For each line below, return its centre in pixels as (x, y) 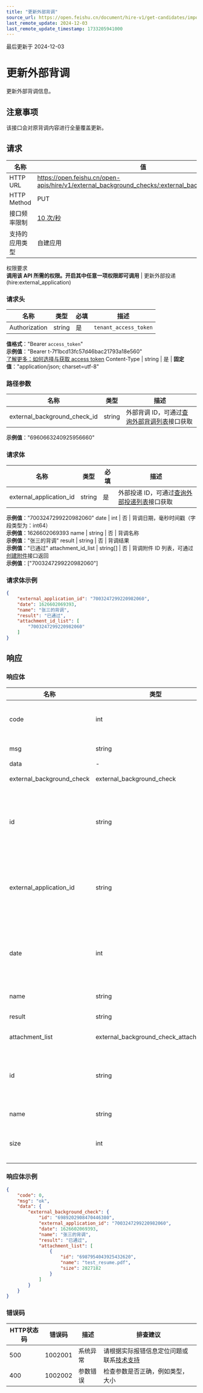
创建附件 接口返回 (27, 556)
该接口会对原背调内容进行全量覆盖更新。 (56, 128)
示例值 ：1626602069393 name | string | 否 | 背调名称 (73, 533)
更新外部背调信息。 (30, 91)
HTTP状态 (24, 1330)
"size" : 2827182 (81, 1269)
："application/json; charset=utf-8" (56, 367)
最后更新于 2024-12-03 (35, 46)
